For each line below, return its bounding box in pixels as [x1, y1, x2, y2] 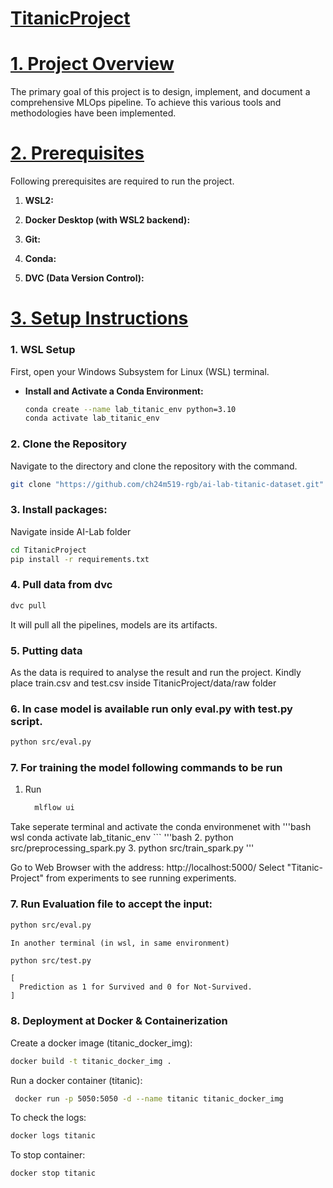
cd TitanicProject [10, 545, 87, 555]
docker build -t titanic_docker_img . [10, 1056, 172, 1066]
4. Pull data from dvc [10, 578, 113, 592]
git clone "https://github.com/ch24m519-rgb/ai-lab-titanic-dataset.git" [10, 479, 325, 489]
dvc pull [10, 600, 47, 611]
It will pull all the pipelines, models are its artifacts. [10, 618, 218, 631]
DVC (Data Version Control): [24, 272, 145, 284]
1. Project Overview [10, 53, 175, 76]
